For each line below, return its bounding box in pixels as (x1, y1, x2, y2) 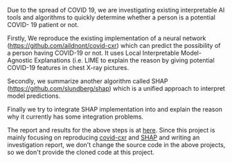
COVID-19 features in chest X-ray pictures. (7, 64, 130, 71)
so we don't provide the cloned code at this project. (7, 148, 154, 156)
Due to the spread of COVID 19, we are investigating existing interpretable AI (7, 6, 225, 14)
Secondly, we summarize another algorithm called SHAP (7, 77, 168, 85)
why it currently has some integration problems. (7, 112, 144, 121)
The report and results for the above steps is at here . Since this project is (7, 126, 215, 134)
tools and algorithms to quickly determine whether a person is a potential (7, 13, 216, 22)
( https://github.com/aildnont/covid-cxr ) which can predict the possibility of (7, 42, 221, 49)
